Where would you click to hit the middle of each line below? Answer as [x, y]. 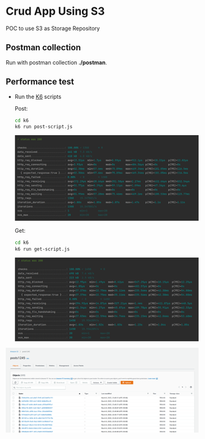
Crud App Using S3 [55, 11]
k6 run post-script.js [43, 127]
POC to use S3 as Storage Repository [53, 28]
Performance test [40, 82]
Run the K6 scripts [38, 96]
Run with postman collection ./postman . [57, 62]
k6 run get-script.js [42, 249]
